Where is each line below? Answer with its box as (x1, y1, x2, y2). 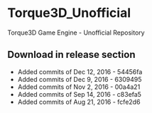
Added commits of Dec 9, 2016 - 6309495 (17, 75, 142, 83)
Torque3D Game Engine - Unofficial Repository (7, 28, 145, 37)
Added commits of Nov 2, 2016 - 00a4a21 (17, 83, 141, 91)
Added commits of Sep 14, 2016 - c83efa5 (17, 90, 142, 98)
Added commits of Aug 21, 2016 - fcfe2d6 (17, 97, 141, 106)
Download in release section (7, 49, 136, 61)
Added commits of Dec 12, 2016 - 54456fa (17, 67, 143, 76)
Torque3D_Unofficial (7, 5, 131, 21)
